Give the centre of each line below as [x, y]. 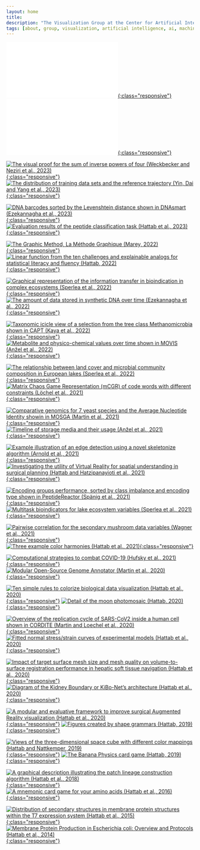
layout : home [22, 12]
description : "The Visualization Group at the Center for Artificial [94, 23]
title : [14, 17]
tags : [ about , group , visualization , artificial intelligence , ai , [92, 28]
